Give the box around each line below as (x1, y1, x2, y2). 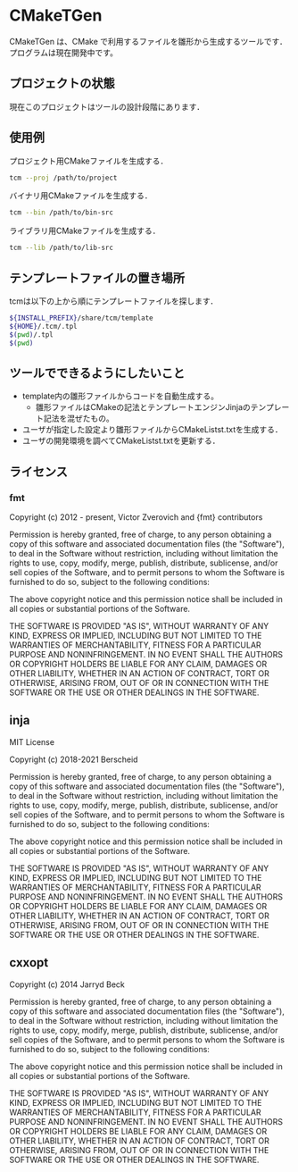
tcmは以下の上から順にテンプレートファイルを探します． (9, 296, 219, 306)
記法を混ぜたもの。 (43, 413, 114, 424)
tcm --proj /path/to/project (9, 173, 118, 182)
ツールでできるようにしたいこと (9, 365, 186, 381)
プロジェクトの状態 (9, 76, 115, 91)
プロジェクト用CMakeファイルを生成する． (9, 155, 169, 166)
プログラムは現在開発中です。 (9, 46, 119, 58)
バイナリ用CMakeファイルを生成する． (9, 190, 153, 201)
